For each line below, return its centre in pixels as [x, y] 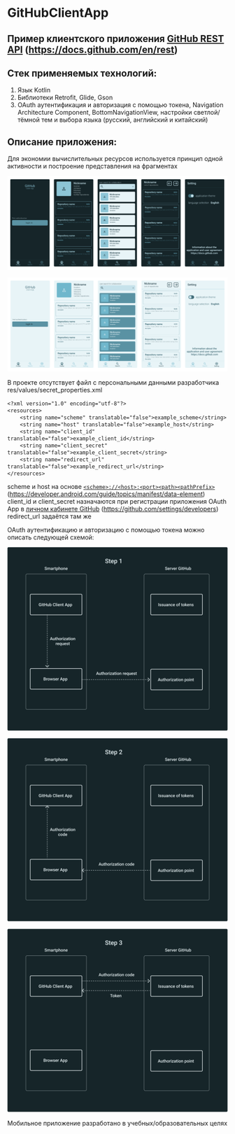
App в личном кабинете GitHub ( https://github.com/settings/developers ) [113, 509]
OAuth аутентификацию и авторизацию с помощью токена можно [106, 530]
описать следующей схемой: [51, 537]
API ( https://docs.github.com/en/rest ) [93, 49]
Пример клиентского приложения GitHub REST [116, 39]
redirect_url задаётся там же [50, 516]
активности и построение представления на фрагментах [93, 166]
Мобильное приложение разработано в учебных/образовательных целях [117, 1124]
